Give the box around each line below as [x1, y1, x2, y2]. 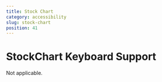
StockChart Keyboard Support [6, 50, 157, 63]
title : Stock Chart [6, 8, 54, 15]
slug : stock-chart [6, 19, 51, 25]
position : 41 [6, 25, 38, 31]
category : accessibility [6, 14, 67, 20]
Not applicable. [6, 70, 43, 77]
